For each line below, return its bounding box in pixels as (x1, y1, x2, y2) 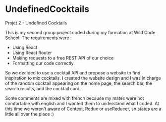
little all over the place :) (5, 111, 55, 117)
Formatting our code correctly (12, 60, 74, 66)
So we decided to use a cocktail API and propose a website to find (5, 69, 141, 75)
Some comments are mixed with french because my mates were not (5, 95, 145, 101)
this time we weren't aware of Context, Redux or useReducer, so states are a (5, 106, 162, 112)
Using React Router (12, 50, 52, 56)
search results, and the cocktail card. (5, 85, 81, 91)
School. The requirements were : (5, 35, 72, 41)
